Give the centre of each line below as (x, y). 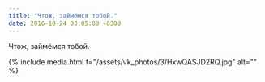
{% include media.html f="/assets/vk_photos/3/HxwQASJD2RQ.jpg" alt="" (133, 62)
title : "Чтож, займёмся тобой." (63, 16)
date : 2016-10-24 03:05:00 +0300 (65, 23)
